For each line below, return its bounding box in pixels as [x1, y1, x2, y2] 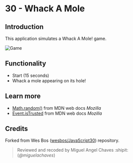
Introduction [5, 23, 44, 31]
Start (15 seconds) [12, 72, 49, 78]
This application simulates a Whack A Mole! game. [5, 35, 107, 41]
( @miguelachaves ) [17, 152, 55, 158]
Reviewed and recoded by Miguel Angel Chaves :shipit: [17, 147, 129, 153]
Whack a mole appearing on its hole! [12, 77, 87, 84]
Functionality [5, 60, 46, 68]
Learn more [5, 92, 41, 100]
